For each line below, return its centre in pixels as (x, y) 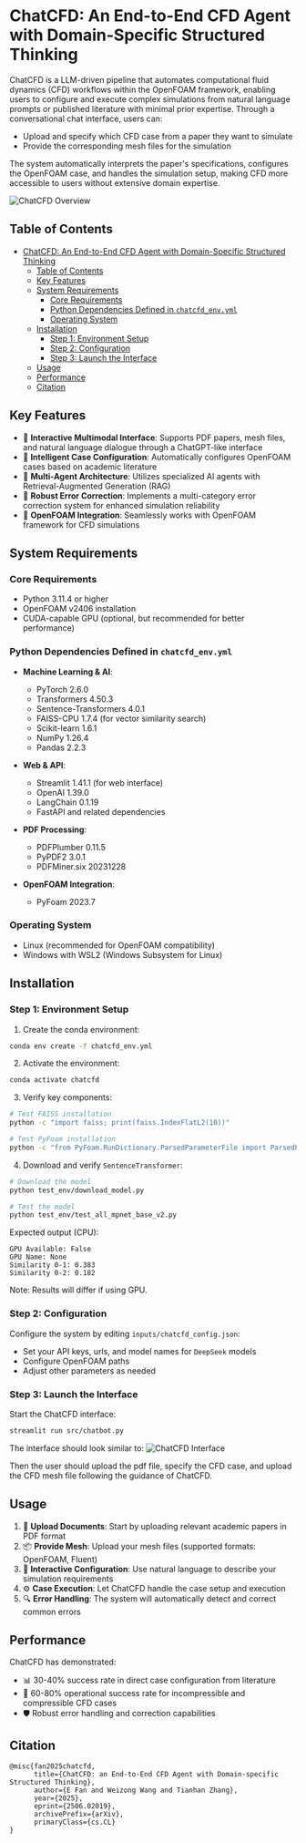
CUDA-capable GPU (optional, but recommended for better (133, 618)
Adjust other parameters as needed (89, 1370)
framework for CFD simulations (81, 524)
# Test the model (42, 1207)
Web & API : (44, 765)
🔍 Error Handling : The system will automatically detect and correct (149, 1598)
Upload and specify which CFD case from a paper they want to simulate (158, 136)
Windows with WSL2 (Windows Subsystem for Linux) (122, 954)
